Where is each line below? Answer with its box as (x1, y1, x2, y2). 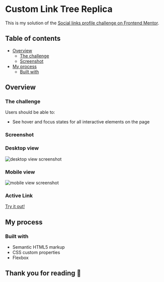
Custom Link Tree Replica (5, 3, 113, 15)
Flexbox (12, 255, 29, 261)
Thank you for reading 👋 (5, 269, 81, 278)
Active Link (5, 192, 33, 199)
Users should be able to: (5, 109, 56, 115)
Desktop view (5, 145, 39, 152)
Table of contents (5, 34, 61, 43)
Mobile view (5, 168, 35, 175)
